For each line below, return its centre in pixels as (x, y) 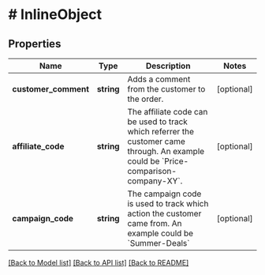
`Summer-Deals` (159, 243)
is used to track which (168, 203)
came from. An (155, 223)
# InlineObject (55, 15)
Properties (35, 44)
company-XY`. (155, 181)
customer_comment (50, 89)
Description (168, 66)
